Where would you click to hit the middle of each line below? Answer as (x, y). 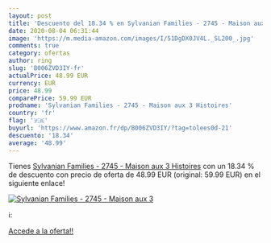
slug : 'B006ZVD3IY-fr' (46, 68)
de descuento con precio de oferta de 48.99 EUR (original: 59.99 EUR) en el (134, 175)
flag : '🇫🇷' (28, 121)
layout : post (30, 16)
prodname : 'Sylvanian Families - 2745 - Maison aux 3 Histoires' (120, 105)
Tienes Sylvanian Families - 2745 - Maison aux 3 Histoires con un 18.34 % (131, 166)
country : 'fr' (32, 113)
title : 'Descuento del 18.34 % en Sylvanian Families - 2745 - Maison (129, 23)
